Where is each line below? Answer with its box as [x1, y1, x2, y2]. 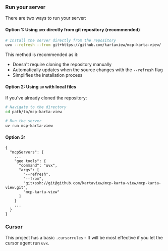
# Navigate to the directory [5, 105, 67, 110]
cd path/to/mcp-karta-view [5, 110, 62, 115]
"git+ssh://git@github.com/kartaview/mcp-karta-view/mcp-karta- [23, 181, 161, 186]
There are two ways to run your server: [5, 15, 87, 21]
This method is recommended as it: [5, 52, 79, 58]
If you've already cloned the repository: [5, 95, 87, 101]
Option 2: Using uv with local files [5, 83, 77, 89]
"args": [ [18, 168, 39, 173]
